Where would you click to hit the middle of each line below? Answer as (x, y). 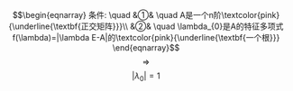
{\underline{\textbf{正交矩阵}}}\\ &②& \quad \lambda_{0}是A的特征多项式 (146, 26)
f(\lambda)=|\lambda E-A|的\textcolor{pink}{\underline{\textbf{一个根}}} (146, 37)
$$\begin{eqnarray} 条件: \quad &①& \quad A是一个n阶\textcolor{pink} (146, 15)
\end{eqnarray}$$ (146, 48)
